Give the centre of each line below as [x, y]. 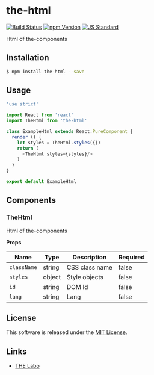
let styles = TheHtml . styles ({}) [59, 143]
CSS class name [90, 267]
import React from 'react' [40, 115]
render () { [27, 137]
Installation [28, 58]
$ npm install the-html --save [45, 72]
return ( [28, 148]
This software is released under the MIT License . [67, 332]
